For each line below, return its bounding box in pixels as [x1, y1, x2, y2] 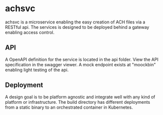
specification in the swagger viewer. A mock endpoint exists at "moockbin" [5, 61, 156, 67]
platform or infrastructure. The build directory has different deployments [5, 99, 150, 105]
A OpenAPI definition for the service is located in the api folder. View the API [5, 57, 159, 62]
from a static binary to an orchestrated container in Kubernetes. [5, 104, 133, 110]
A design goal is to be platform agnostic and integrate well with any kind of [5, 94, 155, 100]
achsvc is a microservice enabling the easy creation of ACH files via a [5, 19, 145, 25]
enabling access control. [5, 29, 55, 35]
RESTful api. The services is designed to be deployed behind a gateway [5, 24, 150, 30]
